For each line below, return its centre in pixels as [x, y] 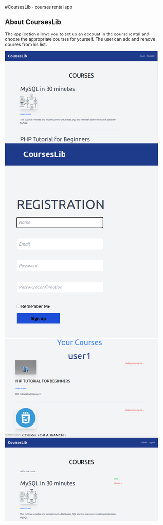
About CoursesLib [33, 22]
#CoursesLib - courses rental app [39, 7]
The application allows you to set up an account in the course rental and [77, 34]
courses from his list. [26, 44]
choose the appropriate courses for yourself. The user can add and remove [80, 39]
